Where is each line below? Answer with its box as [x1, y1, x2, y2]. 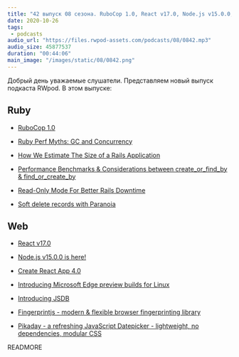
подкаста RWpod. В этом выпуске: [7, 83, 112, 92]
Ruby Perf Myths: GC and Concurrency [17, 137, 133, 146]
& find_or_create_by [17, 172, 76, 181]
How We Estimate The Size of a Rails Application [17, 151, 161, 159]
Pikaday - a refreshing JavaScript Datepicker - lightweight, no [17, 321, 199, 331]
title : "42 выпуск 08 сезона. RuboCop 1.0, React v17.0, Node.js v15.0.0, [7, 10, 234, 18]
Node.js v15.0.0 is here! [17, 253, 87, 262]
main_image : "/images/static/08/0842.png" [7, 57, 135, 64]
